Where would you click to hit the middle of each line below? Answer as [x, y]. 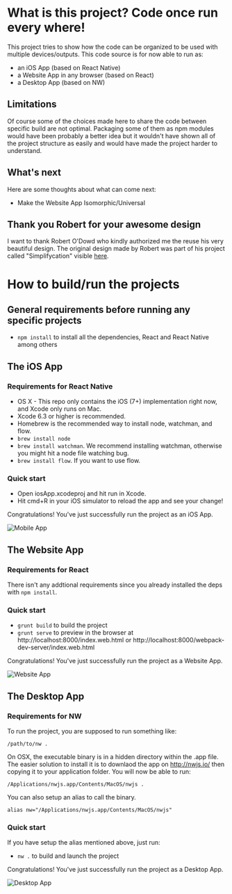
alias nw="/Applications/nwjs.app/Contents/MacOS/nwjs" [90, 810]
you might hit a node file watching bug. [73, 453]
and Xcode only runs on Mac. [59, 409]
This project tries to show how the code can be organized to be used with [113, 47]
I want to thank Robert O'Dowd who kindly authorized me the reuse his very [116, 241]
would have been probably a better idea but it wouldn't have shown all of [111, 136]
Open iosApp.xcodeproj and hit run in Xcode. [82, 494]
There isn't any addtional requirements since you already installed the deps [115, 585]
